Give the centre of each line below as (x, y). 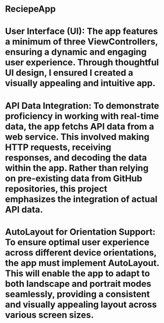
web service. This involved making (77, 137)
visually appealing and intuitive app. (80, 83)
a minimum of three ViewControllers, (82, 42)
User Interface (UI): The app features (82, 32)
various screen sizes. (49, 315)
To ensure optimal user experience (77, 242)
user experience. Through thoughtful (82, 63)
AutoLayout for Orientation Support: (80, 232)
